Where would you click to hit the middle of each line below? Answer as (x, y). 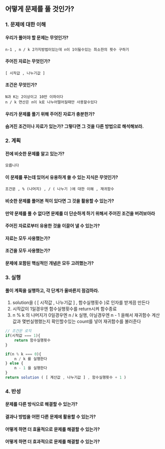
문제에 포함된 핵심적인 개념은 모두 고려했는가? (50, 263)
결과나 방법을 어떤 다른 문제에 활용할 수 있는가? (51, 416)
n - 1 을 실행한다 (31, 368)
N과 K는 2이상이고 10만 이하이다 (34, 97)
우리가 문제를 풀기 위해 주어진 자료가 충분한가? (50, 114)
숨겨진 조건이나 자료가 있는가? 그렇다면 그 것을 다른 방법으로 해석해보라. (74, 126)
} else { (14, 363)
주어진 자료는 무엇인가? (28, 61)
